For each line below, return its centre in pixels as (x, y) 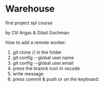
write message (28, 73)
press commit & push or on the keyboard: (56, 79)
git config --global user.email (43, 63)
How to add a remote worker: (36, 42)
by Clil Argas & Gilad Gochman (37, 32)
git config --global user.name (43, 57)
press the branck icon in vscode (46, 68)
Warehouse (30, 9)
